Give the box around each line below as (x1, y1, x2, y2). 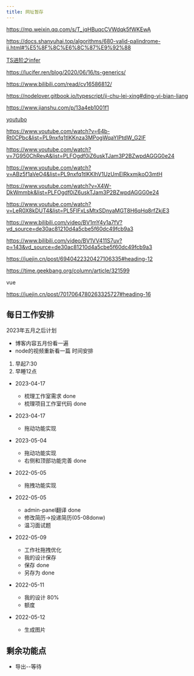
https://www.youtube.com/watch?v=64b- (6, 127, 110, 134)
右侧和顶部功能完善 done (24, 457, 87, 464)
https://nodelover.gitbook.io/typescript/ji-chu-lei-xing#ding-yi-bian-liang (6, 92, 189, 99)
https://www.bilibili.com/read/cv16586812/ (6, 80, 112, 88)
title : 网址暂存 (6, 9, 44, 15)
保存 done (24, 562, 50, 569)
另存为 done (24, 569, 55, 576)
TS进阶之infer (6, 56, 41, 64)
